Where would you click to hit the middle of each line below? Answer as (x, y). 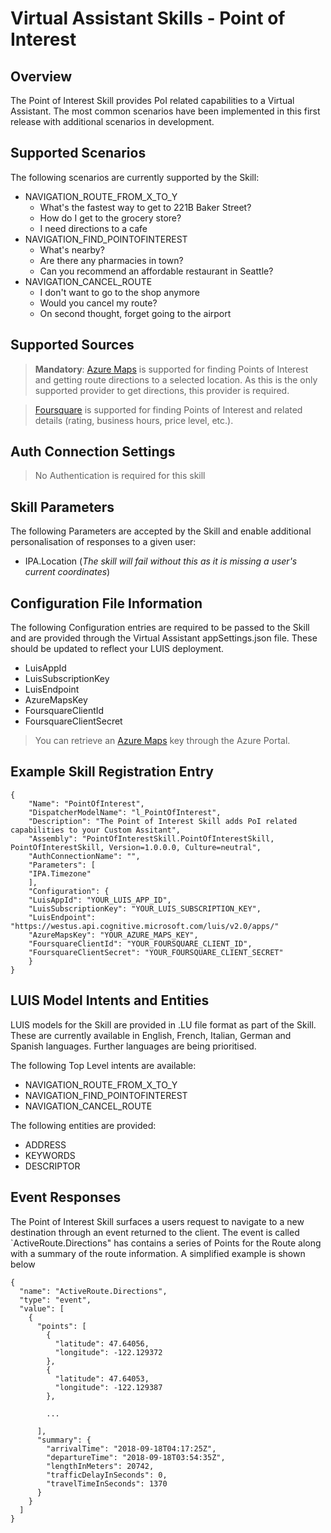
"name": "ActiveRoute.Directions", (93, 1291)
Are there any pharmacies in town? (111, 260)
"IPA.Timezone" (60, 873)
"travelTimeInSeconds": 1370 (107, 1483)
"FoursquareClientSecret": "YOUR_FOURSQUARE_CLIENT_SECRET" (156, 952)
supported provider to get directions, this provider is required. (162, 390)
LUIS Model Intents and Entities (110, 1000)
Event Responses (66, 1197)
